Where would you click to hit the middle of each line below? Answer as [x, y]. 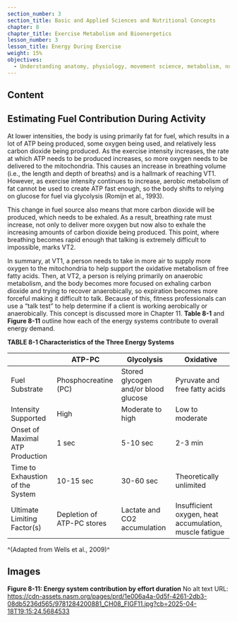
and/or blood [142, 389]
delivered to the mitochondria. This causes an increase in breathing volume [117, 166]
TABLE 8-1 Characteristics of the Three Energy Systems [91, 342]
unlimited [190, 485]
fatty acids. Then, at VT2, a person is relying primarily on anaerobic [105, 275]
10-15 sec [75, 481]
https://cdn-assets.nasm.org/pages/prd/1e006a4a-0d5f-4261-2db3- [107, 596]
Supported [29, 418]
